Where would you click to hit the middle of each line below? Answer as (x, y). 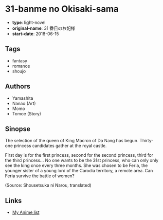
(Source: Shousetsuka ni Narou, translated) (48, 185)
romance (21, 66)
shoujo (19, 71)
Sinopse (18, 129)
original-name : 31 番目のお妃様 (44, 28)
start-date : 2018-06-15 (36, 34)
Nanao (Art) (24, 103)
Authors (18, 86)
